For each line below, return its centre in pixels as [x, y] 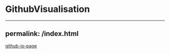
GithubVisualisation [48, 9]
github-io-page [21, 45]
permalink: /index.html [42, 34]
